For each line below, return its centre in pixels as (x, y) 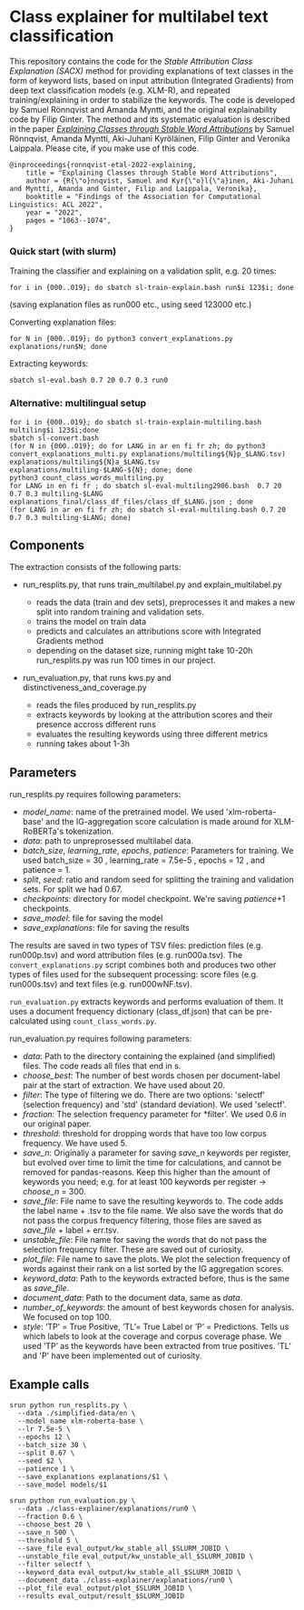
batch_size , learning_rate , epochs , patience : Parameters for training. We (158, 851)
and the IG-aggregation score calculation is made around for (158, 822)
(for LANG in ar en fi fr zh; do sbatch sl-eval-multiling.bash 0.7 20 (147, 510)
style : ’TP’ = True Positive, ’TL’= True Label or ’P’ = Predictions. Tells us (156, 1327)
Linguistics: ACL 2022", (56, 205)
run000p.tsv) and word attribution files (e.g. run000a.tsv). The (126, 955)
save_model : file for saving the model (93, 918)
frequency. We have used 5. (75, 1144)
